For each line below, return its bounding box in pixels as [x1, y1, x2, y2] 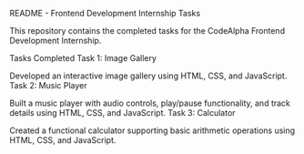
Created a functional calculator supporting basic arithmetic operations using [9, 125, 296, 136]
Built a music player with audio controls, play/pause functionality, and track [9, 98, 291, 108]
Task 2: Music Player [9, 80, 88, 90]
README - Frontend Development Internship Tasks [9, 8, 201, 18]
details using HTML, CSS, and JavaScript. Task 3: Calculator [9, 108, 236, 118]
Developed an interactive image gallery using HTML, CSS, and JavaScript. [9, 70, 288, 81]
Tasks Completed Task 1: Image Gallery [9, 53, 157, 63]
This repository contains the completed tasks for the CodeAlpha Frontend [9, 26, 285, 36]
